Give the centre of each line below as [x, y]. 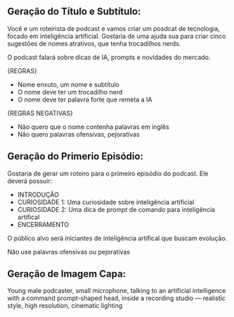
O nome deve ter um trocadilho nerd [70, 92]
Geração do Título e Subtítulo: [74, 12]
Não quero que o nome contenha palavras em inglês [93, 127]
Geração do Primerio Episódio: [76, 157]
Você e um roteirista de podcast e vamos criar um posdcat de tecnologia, [113, 28]
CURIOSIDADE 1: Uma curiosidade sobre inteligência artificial [106, 202]
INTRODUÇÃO [38, 194]
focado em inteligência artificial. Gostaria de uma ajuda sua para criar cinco [117, 36]
